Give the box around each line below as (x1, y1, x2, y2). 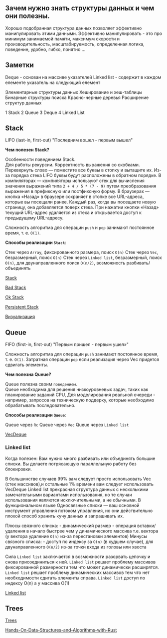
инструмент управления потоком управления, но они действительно (5, 507, 153, 513)
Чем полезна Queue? (5, 371, 51, 377)
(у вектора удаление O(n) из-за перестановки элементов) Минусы (5, 533, 147, 539)
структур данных (5, 99, 42, 105)
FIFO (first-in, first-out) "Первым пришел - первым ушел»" (5, 341, 129, 347)
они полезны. (5, 12, 50, 20)
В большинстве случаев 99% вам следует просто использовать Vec (5, 475, 151, 481)
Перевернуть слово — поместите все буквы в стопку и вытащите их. (5, 167, 153, 173)
